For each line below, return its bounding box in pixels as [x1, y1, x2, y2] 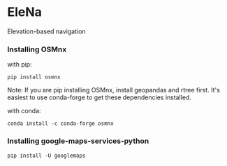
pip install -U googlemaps [7, 152, 86, 159]
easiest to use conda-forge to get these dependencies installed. [7, 93, 192, 101]
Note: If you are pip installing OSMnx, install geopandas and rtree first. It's [7, 86, 220, 94]
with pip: [7, 60, 33, 69]
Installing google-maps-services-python [7, 136, 149, 146]
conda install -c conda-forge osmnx [7, 120, 114, 127]
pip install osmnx [7, 74, 61, 81]
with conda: [7, 107, 41, 115]
